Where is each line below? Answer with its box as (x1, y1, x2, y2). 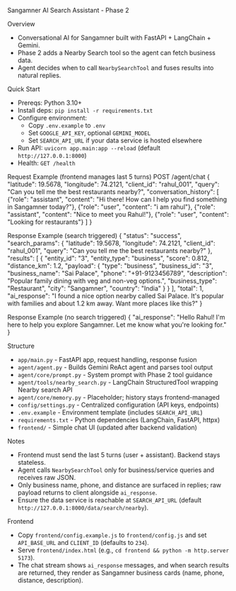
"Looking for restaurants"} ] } (7, 218, 93, 226)
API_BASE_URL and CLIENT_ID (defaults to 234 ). (17, 539, 150, 546)
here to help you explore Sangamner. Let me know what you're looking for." (7, 320, 227, 329)
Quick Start (7, 85, 40, 93)
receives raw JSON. (17, 473, 76, 481)
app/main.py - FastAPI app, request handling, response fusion (17, 356, 197, 364)
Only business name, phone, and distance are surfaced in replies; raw (17, 481, 221, 489)
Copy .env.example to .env (28, 121, 106, 130)
